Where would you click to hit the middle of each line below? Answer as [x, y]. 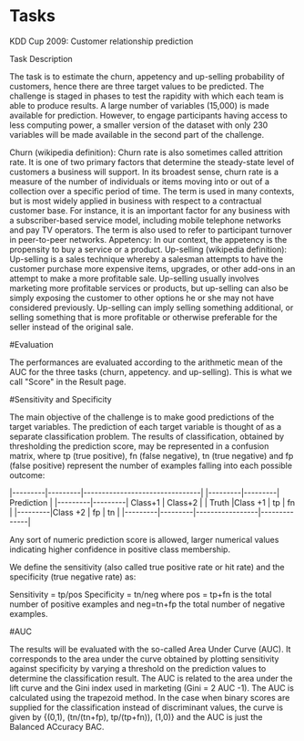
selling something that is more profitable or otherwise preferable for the [143, 317]
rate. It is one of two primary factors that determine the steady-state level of [152, 162]
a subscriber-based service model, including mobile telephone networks [146, 220]
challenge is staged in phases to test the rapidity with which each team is [147, 96]
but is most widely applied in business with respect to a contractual [136, 201]
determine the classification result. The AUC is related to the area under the [151, 678]
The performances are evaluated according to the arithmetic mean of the [147, 362]
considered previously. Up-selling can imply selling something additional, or [152, 308]
